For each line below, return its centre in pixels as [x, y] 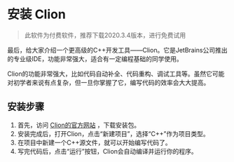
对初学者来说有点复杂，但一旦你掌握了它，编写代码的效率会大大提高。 [109, 82]
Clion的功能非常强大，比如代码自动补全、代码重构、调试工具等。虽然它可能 [116, 74]
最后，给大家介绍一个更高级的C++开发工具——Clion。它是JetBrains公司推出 [117, 50]
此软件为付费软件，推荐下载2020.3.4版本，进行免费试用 [105, 35]
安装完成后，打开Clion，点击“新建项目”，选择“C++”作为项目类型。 [113, 133]
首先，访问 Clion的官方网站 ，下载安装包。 [79, 125]
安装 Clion [37, 14]
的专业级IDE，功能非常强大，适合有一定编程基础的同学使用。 [95, 59]
